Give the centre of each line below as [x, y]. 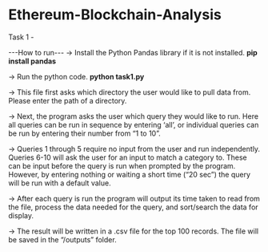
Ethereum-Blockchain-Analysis [115, 15]
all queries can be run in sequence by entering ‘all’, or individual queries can [134, 124]
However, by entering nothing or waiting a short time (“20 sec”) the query [129, 174]
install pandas [32, 61]
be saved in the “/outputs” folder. [63, 239]
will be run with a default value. [60, 183]
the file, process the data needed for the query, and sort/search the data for [133, 207]
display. [21, 215]
